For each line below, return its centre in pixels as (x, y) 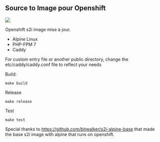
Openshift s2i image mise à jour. (38, 29)
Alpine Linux (25, 39)
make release (19, 101)
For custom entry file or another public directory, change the (67, 59)
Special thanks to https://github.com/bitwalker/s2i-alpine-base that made (80, 129)
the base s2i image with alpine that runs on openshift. (60, 134)
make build (16, 83)
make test (15, 120)
